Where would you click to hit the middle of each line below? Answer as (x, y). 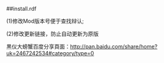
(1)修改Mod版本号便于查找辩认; (45, 21)
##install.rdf (21, 9)
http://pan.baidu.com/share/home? (114, 46)
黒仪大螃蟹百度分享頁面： (38, 46)
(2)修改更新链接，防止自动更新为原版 (53, 34)
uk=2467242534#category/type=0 (50, 53)
